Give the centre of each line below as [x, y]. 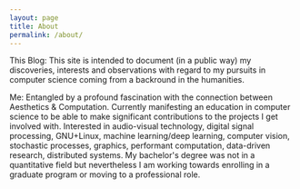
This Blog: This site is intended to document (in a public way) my [130, 61]
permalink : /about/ [46, 35]
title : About [34, 26]
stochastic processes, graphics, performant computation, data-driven [140, 145]
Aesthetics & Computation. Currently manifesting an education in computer [150, 107]
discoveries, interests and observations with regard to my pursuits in [138, 70]
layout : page [34, 18]
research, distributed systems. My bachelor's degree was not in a [132, 155]
